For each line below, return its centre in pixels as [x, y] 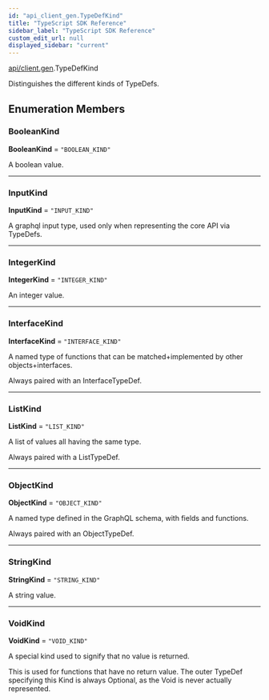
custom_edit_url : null [46, 38]
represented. [30, 688]
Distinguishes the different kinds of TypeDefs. [84, 84]
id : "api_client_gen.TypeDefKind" [66, 16]
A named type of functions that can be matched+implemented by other [126, 356]
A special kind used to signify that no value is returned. [99, 656]
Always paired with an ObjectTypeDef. [71, 534]
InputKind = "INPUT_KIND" [51, 210]
